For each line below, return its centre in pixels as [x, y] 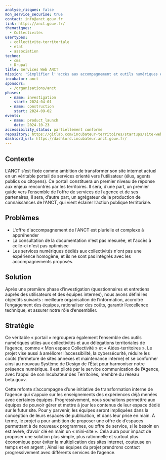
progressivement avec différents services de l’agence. [60, 453]
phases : [13, 93]
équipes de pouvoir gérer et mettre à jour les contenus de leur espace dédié [83, 405]
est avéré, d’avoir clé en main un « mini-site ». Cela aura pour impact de [78, 431]
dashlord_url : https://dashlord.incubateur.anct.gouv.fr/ [66, 139]
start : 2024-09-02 [33, 111]
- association [24, 51]
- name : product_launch [34, 120]
